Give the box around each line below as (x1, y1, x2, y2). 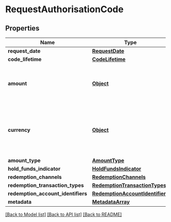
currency (8, 126, 31, 133)
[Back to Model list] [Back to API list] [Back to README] (5, 211, 122, 217)
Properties (5, 24, 40, 33)
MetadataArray (92, 199, 130, 205)
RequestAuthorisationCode (5, 4, 124, 15)
